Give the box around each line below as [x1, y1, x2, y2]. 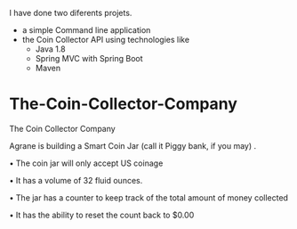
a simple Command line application [21, 25, 151, 35]
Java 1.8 [35, 44, 66, 54]
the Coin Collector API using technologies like [21, 35, 189, 45]
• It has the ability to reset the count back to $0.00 [9, 209, 195, 220]
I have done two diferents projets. [9, 8, 132, 18]
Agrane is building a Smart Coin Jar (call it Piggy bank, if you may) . [9, 140, 257, 151]
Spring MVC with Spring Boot [35, 53, 144, 63]
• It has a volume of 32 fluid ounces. [9, 175, 143, 185]
